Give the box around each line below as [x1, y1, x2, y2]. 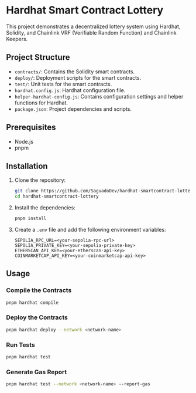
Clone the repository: [14, 177, 66, 184]
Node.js [14, 138, 34, 145]
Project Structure [6, 52, 70, 62]
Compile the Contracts [6, 286, 72, 294]
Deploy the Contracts [6, 313, 68, 321]
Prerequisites [6, 123, 56, 133]
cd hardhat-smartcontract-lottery [14, 194, 99, 199]
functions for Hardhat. [14, 99, 68, 106]
